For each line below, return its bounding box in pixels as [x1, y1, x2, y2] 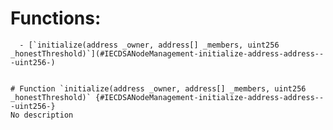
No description [10, 110, 74, 120]
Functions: [10, 7, 102, 30]
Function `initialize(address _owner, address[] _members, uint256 [19, 83, 307, 94]
